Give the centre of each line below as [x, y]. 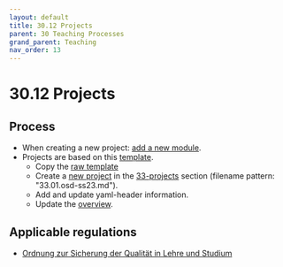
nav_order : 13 [35, 50]
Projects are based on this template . [88, 157]
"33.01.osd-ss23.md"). [76, 186]
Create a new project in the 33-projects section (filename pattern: [155, 176]
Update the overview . [74, 204]
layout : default [39, 17]
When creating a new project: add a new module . [111, 148]
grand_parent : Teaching [53, 42]
